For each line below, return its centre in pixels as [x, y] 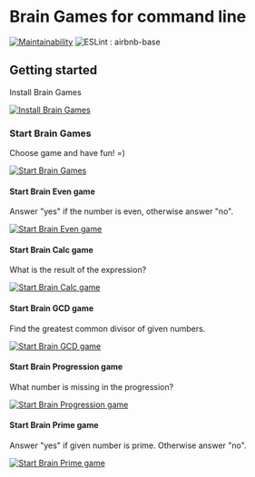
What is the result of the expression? [78, 270]
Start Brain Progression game [66, 367]
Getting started [54, 70]
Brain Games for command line [128, 17]
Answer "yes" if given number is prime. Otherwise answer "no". [128, 445]
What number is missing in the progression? [92, 386]
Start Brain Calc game [51, 249]
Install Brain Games [45, 92]
